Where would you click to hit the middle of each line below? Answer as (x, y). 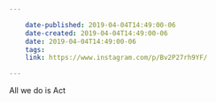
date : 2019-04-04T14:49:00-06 (81, 41)
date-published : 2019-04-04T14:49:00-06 (100, 25)
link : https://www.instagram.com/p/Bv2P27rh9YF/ (116, 58)
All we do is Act (38, 91)
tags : (35, 49)
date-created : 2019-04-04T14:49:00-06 (96, 33)
